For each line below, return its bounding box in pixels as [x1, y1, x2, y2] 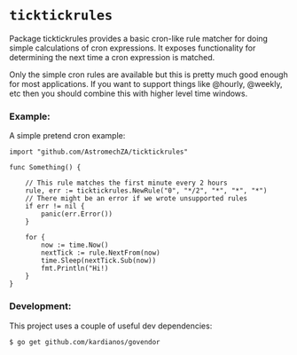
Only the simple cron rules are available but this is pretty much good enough [9, 69, 288, 80]
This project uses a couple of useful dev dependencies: [9, 320, 213, 331]
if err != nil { [25, 202, 86, 211]
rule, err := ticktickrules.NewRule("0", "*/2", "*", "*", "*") [25, 186, 268, 195]
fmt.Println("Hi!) [41, 264, 109, 273]
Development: [9, 300, 72, 312]
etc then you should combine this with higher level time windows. [9, 88, 248, 99]
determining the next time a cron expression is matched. [9, 51, 215, 62]
